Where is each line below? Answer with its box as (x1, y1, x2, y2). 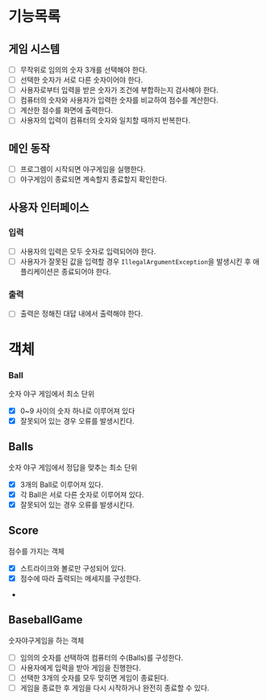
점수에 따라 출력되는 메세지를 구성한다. (19, 573, 141, 583)
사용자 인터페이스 (8, 200, 90, 214)
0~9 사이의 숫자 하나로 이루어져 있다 (19, 405, 136, 416)
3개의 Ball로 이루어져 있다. (19, 480, 103, 489)
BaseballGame (8, 613, 83, 627)
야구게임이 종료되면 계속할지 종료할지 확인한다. (19, 174, 168, 184)
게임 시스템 (8, 42, 60, 56)
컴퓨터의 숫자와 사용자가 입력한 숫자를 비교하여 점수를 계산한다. (19, 95, 219, 105)
